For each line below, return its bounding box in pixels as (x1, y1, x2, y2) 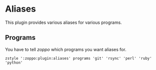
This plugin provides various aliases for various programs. (5, 19, 122, 25)
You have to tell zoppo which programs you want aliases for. (5, 46, 127, 52)
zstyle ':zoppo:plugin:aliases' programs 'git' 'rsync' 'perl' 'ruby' (5, 56, 152, 61)
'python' (5, 60, 23, 65)
